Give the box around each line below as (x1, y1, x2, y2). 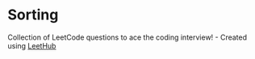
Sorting (7, 6, 59, 24)
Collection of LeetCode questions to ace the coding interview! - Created (7, 32, 248, 42)
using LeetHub (7, 40, 56, 50)
